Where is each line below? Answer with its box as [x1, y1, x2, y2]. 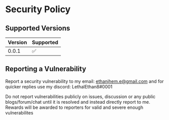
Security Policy [5, 4, 71, 15]
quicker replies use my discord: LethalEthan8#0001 [5, 83, 113, 89]
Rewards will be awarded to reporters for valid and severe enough [5, 104, 144, 110]
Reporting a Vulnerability [5, 65, 86, 73]
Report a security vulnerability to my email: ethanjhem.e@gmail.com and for [5, 78, 164, 84]
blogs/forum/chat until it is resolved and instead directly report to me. [5, 99, 151, 105]
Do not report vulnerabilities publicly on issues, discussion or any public [5, 93, 156, 100]
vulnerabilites [5, 109, 33, 115]
